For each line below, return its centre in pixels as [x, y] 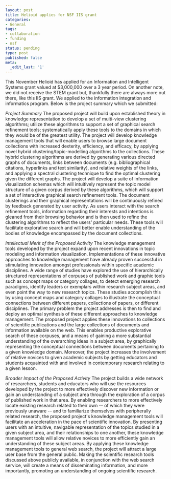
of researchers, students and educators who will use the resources [76, 384]
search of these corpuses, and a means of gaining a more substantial [78, 336]
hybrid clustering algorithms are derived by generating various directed [80, 157]
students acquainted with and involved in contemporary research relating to [85, 363]
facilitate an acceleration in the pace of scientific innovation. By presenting [84, 422]
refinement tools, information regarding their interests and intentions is [80, 212]
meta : [11, 63]
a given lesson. [21, 368]
